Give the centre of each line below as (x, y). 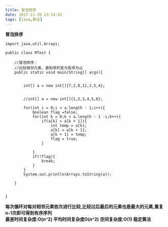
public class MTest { (28, 53)
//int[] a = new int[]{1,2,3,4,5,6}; (63, 99)
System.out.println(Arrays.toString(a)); (68, 175)
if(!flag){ (44, 157)
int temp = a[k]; (69, 126)
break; (48, 161)
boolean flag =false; (55, 112)
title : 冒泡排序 (21, 10)
